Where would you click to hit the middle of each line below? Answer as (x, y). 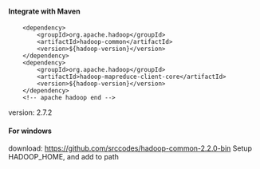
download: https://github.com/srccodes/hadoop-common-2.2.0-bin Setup (130, 148)
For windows (30, 131)
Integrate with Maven (45, 11)
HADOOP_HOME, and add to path (64, 157)
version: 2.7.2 (30, 112)
